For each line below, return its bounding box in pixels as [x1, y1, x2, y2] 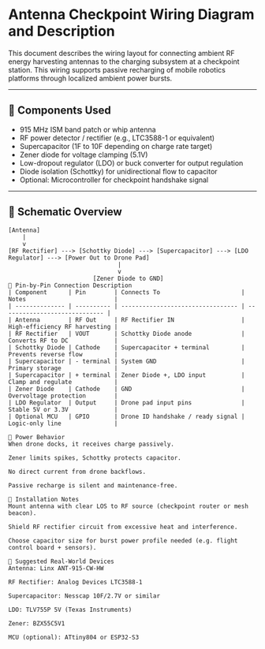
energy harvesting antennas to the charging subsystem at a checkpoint [8, 57, 240, 66]
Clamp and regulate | [8, 378, 118, 386]
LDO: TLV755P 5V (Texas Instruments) [8, 606, 132, 614]
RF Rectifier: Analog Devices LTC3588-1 [8, 578, 144, 586]
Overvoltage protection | [8, 392, 118, 400]
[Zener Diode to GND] [92, 274, 164, 282]
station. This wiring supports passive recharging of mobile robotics [8, 65, 226, 74]
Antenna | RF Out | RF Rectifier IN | [15, 315, 245, 324]
